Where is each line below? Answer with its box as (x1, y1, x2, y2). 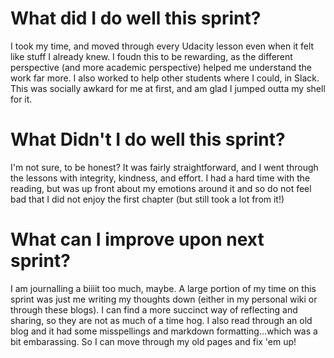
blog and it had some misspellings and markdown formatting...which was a (10, 325, 318, 337)
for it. (10, 93, 33, 105)
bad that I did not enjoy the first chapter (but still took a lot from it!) (10, 193, 285, 205)
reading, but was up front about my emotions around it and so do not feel (10, 182, 312, 194)
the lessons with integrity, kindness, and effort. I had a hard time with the (10, 172, 311, 184)
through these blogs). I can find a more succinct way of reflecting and (10, 303, 298, 316)
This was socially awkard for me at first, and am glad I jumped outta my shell (10, 82, 326, 94)
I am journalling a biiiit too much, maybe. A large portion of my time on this (10, 282, 317, 294)
